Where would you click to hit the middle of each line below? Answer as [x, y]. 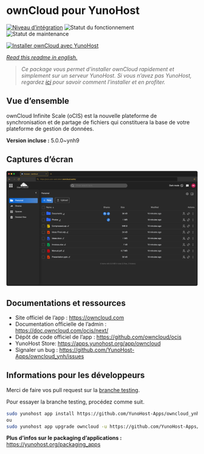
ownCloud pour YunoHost [73, 11]
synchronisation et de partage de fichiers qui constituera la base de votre [98, 122]
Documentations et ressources [66, 303]
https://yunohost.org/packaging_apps [53, 444]
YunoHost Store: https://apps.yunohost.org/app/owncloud [88, 344]
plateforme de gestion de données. [50, 129]
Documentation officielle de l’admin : [61, 324]
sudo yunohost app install [40, 413]
